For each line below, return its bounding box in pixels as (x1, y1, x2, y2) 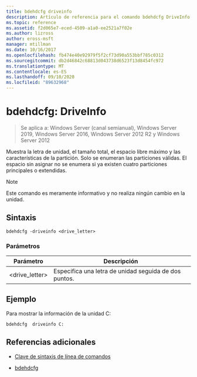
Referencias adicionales (6, 337, 96, 347)
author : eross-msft (6, 36, 54, 42)
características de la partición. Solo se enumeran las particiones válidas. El (6, 154, 187, 161)
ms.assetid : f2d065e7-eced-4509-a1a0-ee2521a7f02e (6, 25, 133, 31)
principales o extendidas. (6, 167, 67, 174)
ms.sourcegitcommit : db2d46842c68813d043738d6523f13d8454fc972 (6, 58, 164, 63)
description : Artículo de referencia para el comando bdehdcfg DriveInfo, (6, 14, 193, 20)
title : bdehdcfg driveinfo (6, 8, 72, 15)
